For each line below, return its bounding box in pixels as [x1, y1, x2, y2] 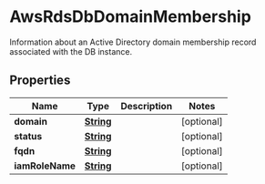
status [14, 129, 43, 142]
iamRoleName [14, 159, 76, 172]
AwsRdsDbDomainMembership [9, 6, 252, 27]
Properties [9, 73, 71, 88]
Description [120, 99, 173, 112]
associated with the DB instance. [9, 46, 133, 56]
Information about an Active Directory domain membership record [9, 36, 257, 47]
